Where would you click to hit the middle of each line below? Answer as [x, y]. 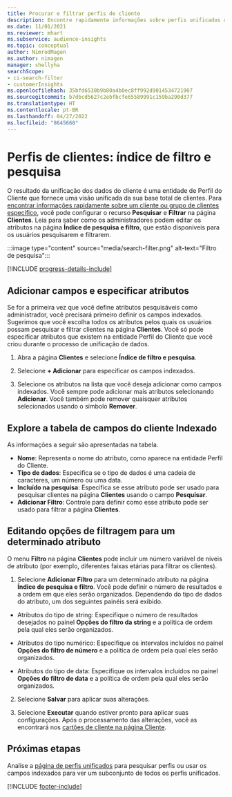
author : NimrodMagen [37, 53]
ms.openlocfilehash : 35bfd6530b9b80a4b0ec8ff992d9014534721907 [100, 91]
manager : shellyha [33, 65]
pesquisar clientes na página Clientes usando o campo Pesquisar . [112, 495]
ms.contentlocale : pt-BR [43, 110]
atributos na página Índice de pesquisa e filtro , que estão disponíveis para [113, 227]
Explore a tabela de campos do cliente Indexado [112, 428]
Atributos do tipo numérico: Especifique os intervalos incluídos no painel [120, 643]
